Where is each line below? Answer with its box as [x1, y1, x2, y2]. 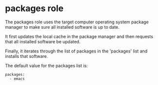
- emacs [9, 76, 25, 81]
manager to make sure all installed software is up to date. [5, 24, 120, 30]
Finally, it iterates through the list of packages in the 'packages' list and [5, 48, 148, 54]
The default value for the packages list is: [5, 63, 88, 68]
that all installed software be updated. [5, 38, 81, 44]
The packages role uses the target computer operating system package [5, 19, 149, 25]
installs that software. [5, 53, 48, 59]
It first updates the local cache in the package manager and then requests [5, 34, 153, 39]
